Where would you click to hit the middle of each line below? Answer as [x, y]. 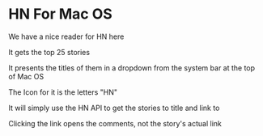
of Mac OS [26, 76]
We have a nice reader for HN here [66, 36]
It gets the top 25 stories [49, 52]
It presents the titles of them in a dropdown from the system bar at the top [132, 68]
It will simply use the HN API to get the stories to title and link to [114, 108]
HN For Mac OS [61, 14]
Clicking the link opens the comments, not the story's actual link [115, 123]
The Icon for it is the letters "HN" [63, 92]
